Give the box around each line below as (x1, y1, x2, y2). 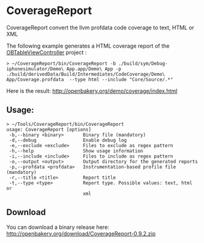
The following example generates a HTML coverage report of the (6, 42, 170, 49)
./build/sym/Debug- (118, 60, 168, 67)
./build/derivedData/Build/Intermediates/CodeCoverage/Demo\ (6, 71, 166, 77)
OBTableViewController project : (6, 48, 87, 56)
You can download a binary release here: (6, 223, 110, 231)
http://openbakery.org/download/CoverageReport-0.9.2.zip (6, 230, 156, 237)
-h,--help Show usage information (9, 148, 144, 154)
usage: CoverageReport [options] (6, 126, 92, 132)
